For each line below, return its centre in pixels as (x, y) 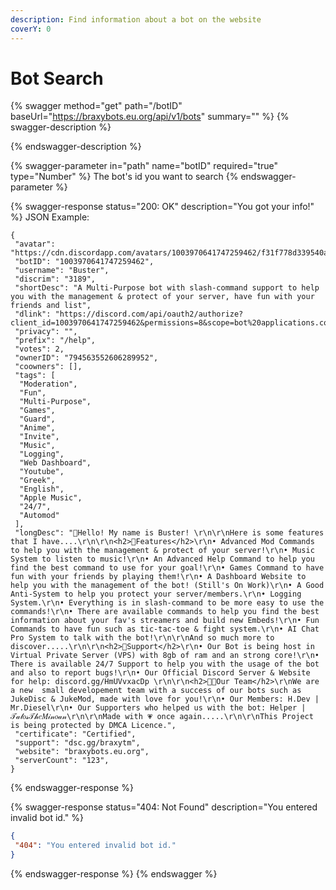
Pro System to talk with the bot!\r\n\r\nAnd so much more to (142, 638)
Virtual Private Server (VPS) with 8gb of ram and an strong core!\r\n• (165, 656)
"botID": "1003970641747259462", (84, 262)
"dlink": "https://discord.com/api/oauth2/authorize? (129, 314)
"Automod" (39, 516)
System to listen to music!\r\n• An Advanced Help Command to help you (162, 559)
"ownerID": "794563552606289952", (86, 358)
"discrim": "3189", (55, 279)
